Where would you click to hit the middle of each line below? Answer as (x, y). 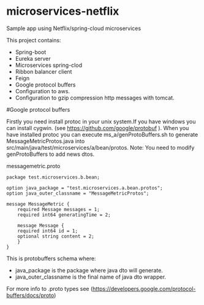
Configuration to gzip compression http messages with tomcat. (95, 98)
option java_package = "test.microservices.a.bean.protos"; (85, 188)
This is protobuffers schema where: (51, 258)
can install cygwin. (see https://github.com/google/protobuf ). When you (98, 128)
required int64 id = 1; (48, 231)
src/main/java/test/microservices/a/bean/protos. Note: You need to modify (100, 147)
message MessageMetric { (38, 204)
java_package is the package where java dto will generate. (89, 270)
